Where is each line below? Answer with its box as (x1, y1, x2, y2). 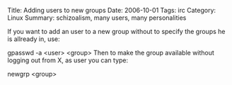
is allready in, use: (7, 35, 60, 43)
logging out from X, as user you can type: (7, 56, 129, 64)
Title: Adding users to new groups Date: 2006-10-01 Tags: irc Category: (7, 6, 216, 14)
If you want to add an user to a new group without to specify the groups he (7, 28, 226, 35)
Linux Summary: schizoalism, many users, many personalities (7, 13, 187, 22)
